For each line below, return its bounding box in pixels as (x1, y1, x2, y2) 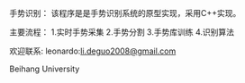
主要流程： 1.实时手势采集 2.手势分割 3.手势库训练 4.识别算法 (9, 27, 235, 37)
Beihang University (9, 63, 80, 74)
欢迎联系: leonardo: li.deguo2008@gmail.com (9, 46, 177, 56)
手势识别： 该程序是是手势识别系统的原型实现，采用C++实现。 (9, 8, 241, 18)
